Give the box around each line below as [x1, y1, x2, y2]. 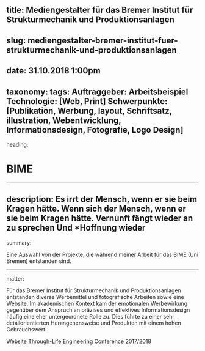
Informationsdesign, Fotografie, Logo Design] [6, 125, 184, 135]
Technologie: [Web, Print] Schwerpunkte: [6, 96, 168, 106]
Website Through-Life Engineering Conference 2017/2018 [6, 338, 151, 345]
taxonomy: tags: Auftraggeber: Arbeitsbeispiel [6, 86, 189, 97]
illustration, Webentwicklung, [6, 115, 121, 125]
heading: [6, 141, 29, 148]
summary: [6, 238, 32, 246]
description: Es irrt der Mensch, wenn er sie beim [6, 194, 197, 204]
